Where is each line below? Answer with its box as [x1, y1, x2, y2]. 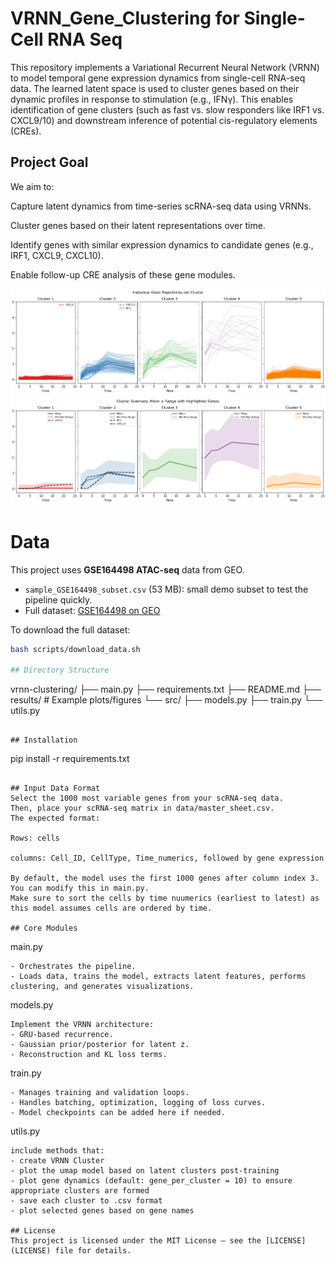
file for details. [54, 1246, 132, 1256]
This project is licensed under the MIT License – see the [10, 1236, 262, 1246]
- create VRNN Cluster [10, 1156, 105, 1166]
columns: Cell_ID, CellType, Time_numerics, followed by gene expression [10, 853, 325, 864]
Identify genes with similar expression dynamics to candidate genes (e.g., [10, 238, 314, 251]
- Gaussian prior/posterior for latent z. [10, 1040, 190, 1050]
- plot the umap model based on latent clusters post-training [10, 1166, 280, 1176]
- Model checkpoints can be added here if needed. [10, 1108, 226, 1118]
